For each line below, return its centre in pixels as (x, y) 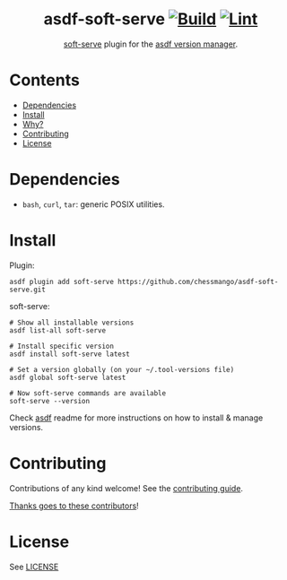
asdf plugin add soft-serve (62, 281)
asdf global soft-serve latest (68, 377)
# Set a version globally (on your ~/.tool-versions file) (122, 369)
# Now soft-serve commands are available (88, 393)
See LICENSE (34, 567)
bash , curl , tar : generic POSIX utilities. (93, 204)
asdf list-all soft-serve (57, 330)
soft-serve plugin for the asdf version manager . (151, 44)
